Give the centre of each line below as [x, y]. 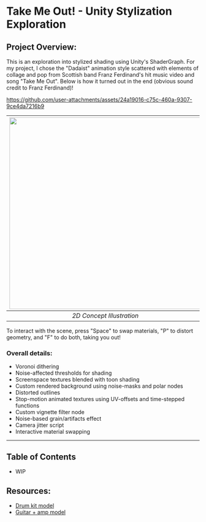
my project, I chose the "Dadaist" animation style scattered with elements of [103, 68]
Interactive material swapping [53, 432]
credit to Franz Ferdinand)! [40, 88]
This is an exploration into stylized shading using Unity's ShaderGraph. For [101, 62]
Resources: [29, 491]
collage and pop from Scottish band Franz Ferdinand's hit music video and [101, 75]
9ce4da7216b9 [25, 106]
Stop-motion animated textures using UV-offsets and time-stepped [100, 399]
